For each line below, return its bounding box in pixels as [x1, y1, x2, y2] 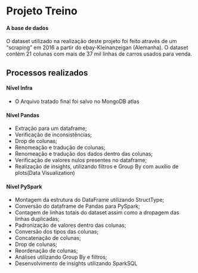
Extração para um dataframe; [14, 125, 88, 132]
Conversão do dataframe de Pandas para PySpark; [14, 202, 140, 210]
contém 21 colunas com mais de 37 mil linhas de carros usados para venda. [6, 50, 193, 57]
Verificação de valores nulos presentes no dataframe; [14, 157, 147, 164]
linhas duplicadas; [14, 216, 60, 223]
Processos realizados [6, 68, 88, 78]
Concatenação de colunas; [14, 235, 82, 242]
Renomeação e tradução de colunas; [14, 144, 106, 151]
